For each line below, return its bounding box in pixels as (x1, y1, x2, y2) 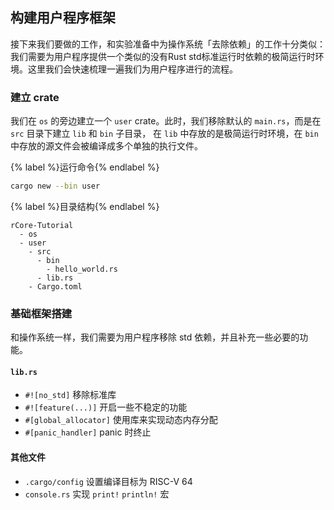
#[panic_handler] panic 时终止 (24, 426, 152, 438)
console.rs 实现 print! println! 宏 (24, 488, 170, 500)
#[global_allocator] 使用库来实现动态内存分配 (24, 414, 218, 426)
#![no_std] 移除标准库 (24, 389, 117, 401)
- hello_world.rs (46, 264, 118, 274)
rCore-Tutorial (10, 220, 74, 230)
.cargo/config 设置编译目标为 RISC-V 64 (24, 475, 193, 487)
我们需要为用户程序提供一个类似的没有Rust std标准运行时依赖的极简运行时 (10, 50, 316, 62)
